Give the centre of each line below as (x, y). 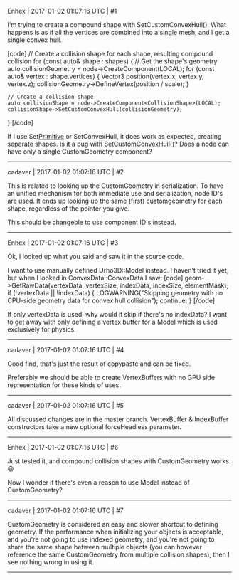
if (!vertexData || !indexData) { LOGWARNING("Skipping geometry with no (115, 293)
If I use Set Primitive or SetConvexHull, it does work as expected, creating (115, 136)
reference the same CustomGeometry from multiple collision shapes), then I (118, 554)
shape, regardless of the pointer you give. (69, 209)
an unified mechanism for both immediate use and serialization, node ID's (115, 193)
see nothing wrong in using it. (51, 562)
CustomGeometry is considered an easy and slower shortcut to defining (113, 524)
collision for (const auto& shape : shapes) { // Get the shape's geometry (112, 61)
